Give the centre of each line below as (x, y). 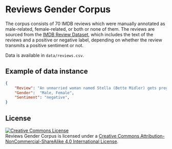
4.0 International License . (92, 141)
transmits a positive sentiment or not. (44, 45)
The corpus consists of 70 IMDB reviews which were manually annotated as (85, 24)
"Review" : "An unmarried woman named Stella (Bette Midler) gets (86, 88)
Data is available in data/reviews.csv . (45, 55)
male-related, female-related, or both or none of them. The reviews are (80, 29)
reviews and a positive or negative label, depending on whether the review (84, 40)
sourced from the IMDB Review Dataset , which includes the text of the (79, 34)
